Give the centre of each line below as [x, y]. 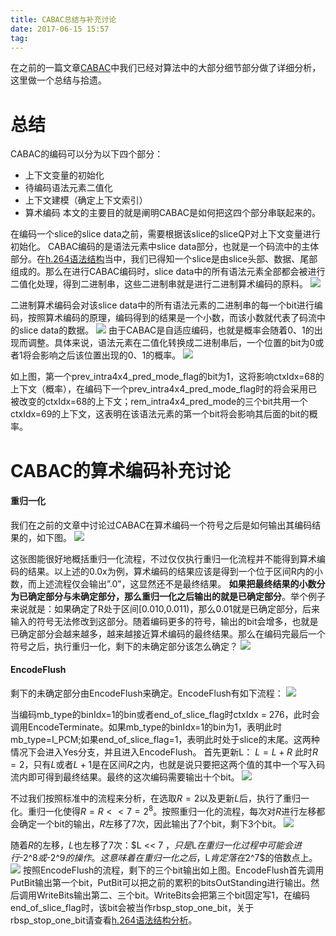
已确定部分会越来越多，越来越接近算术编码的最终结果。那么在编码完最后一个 [168, 633]
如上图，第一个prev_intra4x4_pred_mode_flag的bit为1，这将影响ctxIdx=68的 [167, 377]
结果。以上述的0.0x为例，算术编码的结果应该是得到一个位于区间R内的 [171, 571]
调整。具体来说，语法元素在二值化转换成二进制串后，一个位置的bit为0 [171, 343]
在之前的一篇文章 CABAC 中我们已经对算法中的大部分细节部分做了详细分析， [166, 68]
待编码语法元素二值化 [68, 188]
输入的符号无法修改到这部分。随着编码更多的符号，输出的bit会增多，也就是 [164, 621]
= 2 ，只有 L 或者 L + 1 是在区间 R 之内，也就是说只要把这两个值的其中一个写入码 [168, 764]
